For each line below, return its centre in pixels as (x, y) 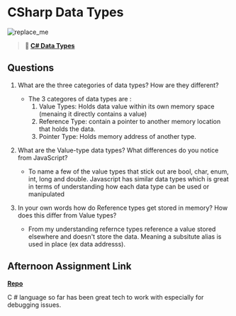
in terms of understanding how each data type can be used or (119, 186)
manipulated (46, 194)
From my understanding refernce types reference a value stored (122, 229)
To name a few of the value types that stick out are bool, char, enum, (128, 171)
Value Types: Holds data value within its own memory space (127, 106)
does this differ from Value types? (67, 215)
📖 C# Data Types (50, 45)
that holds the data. (67, 129)
